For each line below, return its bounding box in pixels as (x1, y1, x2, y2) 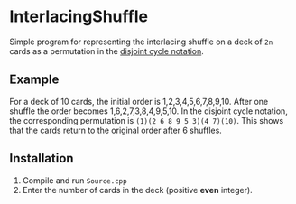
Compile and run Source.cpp (22, 174, 128, 186)
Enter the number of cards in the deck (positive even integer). (22, 184, 253, 195)
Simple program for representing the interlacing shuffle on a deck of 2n (9, 36, 273, 47)
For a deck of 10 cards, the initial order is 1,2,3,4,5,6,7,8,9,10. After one (9, 96, 269, 107)
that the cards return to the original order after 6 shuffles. (9, 125, 223, 135)
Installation (9, 151, 74, 166)
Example (9, 72, 60, 88)
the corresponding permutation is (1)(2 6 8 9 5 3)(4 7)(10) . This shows (9, 115, 284, 125)
